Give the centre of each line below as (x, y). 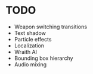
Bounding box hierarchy (44, 58)
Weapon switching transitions (51, 27)
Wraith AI (25, 52)
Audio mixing (30, 64)
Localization (29, 46)
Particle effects (33, 39)
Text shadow (30, 33)
